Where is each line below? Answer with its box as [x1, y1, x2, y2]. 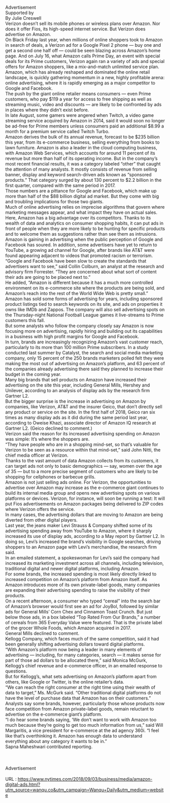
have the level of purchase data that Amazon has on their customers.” [5, 695, 151, 701]
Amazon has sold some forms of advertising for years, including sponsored [5, 296, 163, 302]
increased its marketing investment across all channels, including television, [5, 560, 164, 566]
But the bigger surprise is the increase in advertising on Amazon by [5, 398, 146, 404]
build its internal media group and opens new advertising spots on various [5, 490, 160, 496]
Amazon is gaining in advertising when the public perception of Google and [5, 236, 163, 242]
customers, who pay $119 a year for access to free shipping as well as [5, 96, 152, 102]
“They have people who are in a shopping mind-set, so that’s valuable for [5, 441, 158, 447]
